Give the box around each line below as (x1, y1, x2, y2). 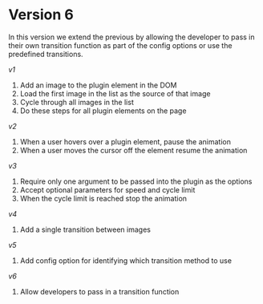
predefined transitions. (8, 49, 83, 59)
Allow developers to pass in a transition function (19, 286, 180, 296)
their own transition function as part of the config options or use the (8, 40, 233, 50)
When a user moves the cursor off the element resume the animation (19, 145, 248, 155)
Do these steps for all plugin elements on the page (19, 106, 187, 116)
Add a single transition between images (19, 225, 151, 234)
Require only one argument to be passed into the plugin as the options (19, 176, 253, 186)
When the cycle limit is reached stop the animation (19, 193, 187, 203)
